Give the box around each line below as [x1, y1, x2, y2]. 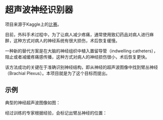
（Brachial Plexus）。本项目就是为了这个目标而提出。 [5, 70, 110, 76]
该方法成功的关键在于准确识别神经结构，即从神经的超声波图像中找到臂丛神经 [5, 64, 158, 70]
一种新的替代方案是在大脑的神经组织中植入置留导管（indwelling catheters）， [5, 48, 158, 54]
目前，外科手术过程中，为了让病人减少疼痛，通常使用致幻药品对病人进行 [5, 31, 149, 37]
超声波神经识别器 [5, 4, 74, 15]
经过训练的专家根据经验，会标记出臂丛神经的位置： [5, 110, 107, 116]
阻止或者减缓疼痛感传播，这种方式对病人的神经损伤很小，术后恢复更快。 [5, 54, 149, 60]
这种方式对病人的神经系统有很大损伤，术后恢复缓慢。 [13, 37, 120, 44]
